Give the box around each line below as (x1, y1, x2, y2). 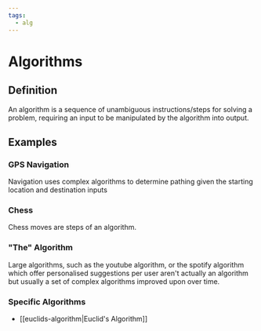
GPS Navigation (8, 158, 69, 169)
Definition (8, 84, 57, 97)
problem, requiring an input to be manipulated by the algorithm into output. (8, 113, 249, 122)
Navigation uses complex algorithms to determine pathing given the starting (8, 177, 253, 187)
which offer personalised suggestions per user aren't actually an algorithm (8, 268, 249, 278)
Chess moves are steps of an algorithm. (8, 223, 137, 232)
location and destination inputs (8, 185, 108, 195)
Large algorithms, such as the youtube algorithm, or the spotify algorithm (8, 260, 245, 269)
